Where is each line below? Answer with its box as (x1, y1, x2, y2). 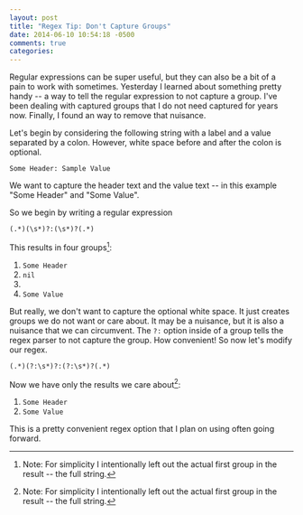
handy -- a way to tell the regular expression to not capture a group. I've (9, 91, 278, 102)
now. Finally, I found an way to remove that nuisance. (9, 110, 207, 121)
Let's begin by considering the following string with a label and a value (9, 127, 271, 138)
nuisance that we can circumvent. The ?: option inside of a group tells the (9, 324, 284, 335)
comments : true (9, 38, 67, 48)
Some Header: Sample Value (9, 164, 111, 173)
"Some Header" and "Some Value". (9, 190, 140, 201)
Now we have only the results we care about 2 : (9, 377, 181, 389)
